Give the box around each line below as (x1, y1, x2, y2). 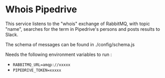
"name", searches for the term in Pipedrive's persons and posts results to (5, 26, 160, 32)
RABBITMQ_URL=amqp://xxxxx (12, 62, 71, 67)
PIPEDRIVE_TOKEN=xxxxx (12, 68, 61, 73)
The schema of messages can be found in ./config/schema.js (5, 41, 135, 47)
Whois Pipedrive (5, 4, 77, 15)
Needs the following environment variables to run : (5, 51, 112, 57)
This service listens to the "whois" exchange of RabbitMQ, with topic (5, 21, 150, 27)
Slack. (5, 31, 18, 37)
